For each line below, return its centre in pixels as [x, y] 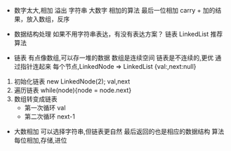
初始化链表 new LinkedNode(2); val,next [72, 81]
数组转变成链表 [35, 99]
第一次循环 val [45, 108]
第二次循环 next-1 [50, 117]
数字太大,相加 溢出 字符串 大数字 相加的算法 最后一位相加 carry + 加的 [114, 10]
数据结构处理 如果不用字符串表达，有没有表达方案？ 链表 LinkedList [111, 34]
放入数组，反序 [48, 19]
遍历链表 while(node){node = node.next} [73, 90]
